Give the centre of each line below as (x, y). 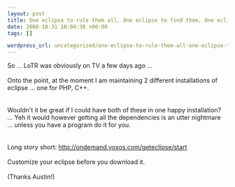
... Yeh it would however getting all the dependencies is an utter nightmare (114, 118)
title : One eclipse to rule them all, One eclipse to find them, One (111, 20)
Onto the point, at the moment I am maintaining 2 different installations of (113, 80)
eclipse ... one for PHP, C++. (48, 88)
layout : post (26, 14)
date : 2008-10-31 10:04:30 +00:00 (58, 27)
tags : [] (20, 33)
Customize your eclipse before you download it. (76, 162)
